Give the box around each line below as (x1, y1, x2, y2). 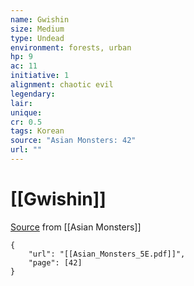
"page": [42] (28, 257, 83, 268)
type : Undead (10, 33, 65, 43)
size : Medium (10, 24, 65, 34)
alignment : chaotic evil (10, 80, 114, 90)
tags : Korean (10, 126, 65, 136)
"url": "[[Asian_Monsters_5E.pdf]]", (28, 249, 186, 259)
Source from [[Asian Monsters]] (10, 221, 142, 233)
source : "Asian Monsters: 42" (10, 136, 137, 146)
